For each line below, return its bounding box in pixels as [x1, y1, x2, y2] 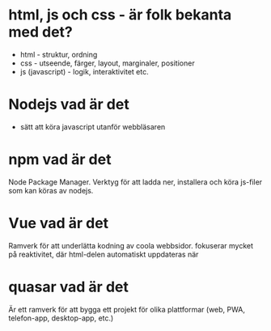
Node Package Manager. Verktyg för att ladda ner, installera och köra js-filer [8, 176, 263, 187]
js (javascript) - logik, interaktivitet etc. [19, 66, 149, 76]
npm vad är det [8, 151, 112, 169]
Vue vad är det [8, 214, 109, 232]
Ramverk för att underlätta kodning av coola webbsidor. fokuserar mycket [8, 240, 253, 250]
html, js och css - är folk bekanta [8, 6, 232, 24]
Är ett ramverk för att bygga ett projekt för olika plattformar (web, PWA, [8, 304, 245, 314]
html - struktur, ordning [19, 49, 98, 59]
